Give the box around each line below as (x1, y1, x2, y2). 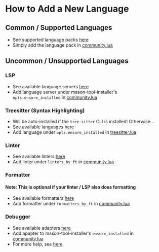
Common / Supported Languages (5, 23, 112, 32)
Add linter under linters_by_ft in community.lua (12, 159, 114, 165)
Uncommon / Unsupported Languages (5, 57, 129, 65)
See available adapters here (12, 225, 71, 231)
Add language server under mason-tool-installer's (12, 89, 117, 95)
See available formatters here (12, 195, 74, 201)
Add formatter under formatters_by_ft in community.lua (12, 201, 130, 207)
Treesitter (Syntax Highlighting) (5, 107, 85, 114)
